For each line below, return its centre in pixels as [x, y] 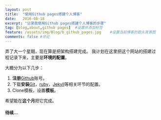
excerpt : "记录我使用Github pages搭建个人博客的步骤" [56, 23]
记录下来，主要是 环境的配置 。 [39, 57]
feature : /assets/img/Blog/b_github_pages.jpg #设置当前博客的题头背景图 [80, 32]
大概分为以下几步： [24, 68]
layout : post [18, 10]
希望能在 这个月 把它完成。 [31, 100]
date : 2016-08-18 [25, 19]
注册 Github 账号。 [30, 78]
